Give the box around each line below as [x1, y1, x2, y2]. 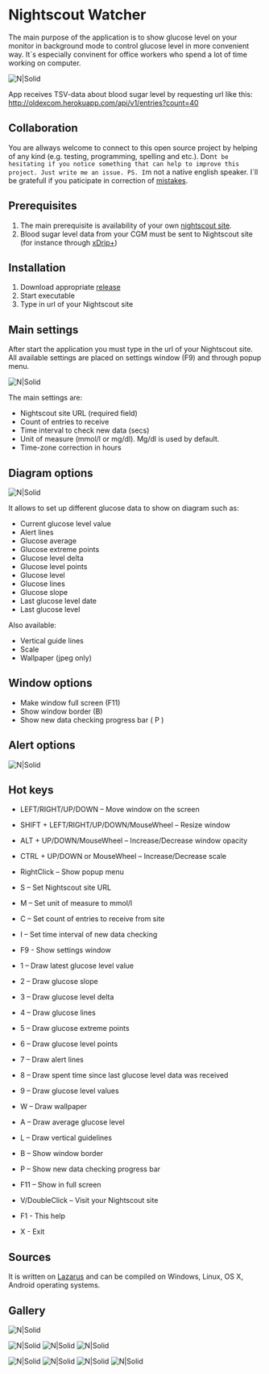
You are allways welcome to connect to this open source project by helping [8, 143, 258, 153]
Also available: [8, 620, 56, 630]
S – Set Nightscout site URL [19, 882, 111, 893]
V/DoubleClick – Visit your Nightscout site [19, 1196, 159, 1205]
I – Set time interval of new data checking [19, 930, 158, 940]
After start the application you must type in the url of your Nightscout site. [8, 345, 254, 354]
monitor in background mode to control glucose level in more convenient [8, 40, 250, 50]
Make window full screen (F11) [19, 697, 121, 707]
